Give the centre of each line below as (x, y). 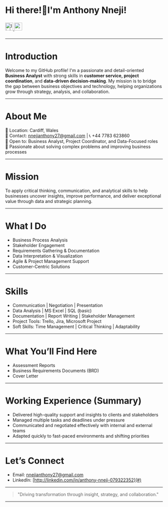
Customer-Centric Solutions (41, 266)
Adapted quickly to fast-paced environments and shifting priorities (81, 436)
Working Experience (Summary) (73, 401)
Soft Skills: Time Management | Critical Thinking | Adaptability (76, 326)
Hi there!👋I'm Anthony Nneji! (66, 10)
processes (16, 151)
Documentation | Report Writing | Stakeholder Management (73, 316)
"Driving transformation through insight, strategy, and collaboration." (88, 494)
